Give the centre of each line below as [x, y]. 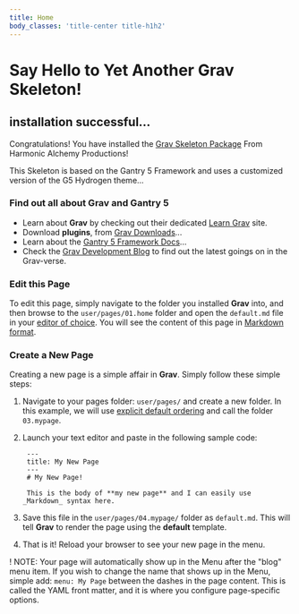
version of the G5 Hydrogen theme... [77, 180]
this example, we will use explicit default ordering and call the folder [148, 411]
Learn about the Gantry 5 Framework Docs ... [104, 242]
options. [25, 600]
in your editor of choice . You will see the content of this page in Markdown [146, 322]
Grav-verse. [44, 260]
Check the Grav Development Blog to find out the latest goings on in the [155, 251]
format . [23, 332]
